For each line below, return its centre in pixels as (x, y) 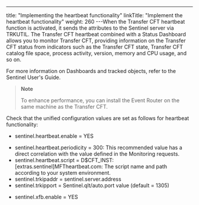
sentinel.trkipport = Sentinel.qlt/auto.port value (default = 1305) (92, 185)
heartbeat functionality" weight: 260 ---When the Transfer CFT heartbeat (96, 22)
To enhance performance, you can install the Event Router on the (100, 100)
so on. (14, 59)
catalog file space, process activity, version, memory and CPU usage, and (96, 53)
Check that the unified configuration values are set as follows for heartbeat (98, 118)
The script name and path (136, 166)
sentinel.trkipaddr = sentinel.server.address (68, 179)
